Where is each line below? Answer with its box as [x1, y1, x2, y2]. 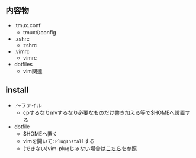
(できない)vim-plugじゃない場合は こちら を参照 [23, 144, 137, 152]
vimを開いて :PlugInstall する [23, 137, 95, 144]
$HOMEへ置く [23, 130, 58, 137]
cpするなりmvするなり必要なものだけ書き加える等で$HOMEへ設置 [23, 109, 185, 116]
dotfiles [14, 60, 33, 67]
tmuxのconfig [23, 28, 57, 36]
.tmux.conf [14, 21, 41, 28]
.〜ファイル [14, 101, 42, 108]
